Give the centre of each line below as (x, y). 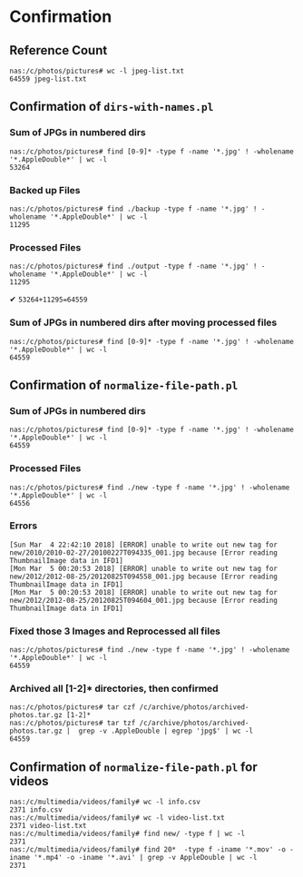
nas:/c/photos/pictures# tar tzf (73, 724)
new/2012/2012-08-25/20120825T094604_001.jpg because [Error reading (144, 600)
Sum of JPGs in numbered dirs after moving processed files (143, 322)
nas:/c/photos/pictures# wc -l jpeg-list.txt (97, 71)
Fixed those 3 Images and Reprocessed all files (115, 631)
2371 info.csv (36, 810)
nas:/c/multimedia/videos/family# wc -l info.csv (105, 802)
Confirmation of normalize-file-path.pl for (133, 767)
